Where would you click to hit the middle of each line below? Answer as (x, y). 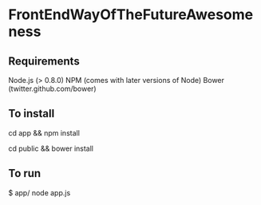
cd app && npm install (44, 132)
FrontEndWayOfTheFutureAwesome (131, 15)
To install (32, 114)
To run (25, 173)
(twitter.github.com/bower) (53, 89)
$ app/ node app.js (40, 192)
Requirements (44, 61)
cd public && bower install (51, 148)
